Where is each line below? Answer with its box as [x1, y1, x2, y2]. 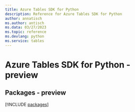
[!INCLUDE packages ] [5, 101, 49, 107]
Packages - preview [5, 89, 66, 97]
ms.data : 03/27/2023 [5, 25, 47, 30]
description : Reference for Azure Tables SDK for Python [5, 12, 122, 16]
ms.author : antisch [5, 20, 45, 26]
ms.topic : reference [5, 29, 47, 34]
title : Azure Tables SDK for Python [5, 7, 79, 12]
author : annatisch [5, 16, 42, 21]
